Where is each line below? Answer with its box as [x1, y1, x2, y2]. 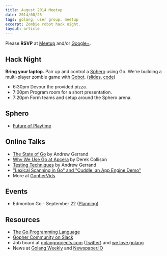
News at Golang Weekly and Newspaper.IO [12, 245, 103, 251]
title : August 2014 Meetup [5, 7, 63, 13]
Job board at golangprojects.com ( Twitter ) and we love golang [12, 240, 144, 246]
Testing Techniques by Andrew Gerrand [12, 162, 97, 168]
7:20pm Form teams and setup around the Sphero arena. [12, 94, 132, 101]
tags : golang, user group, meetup [5, 17, 79, 22]
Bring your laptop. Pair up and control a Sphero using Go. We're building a [5, 68, 162, 74]
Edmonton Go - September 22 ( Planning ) [12, 201, 99, 207]
